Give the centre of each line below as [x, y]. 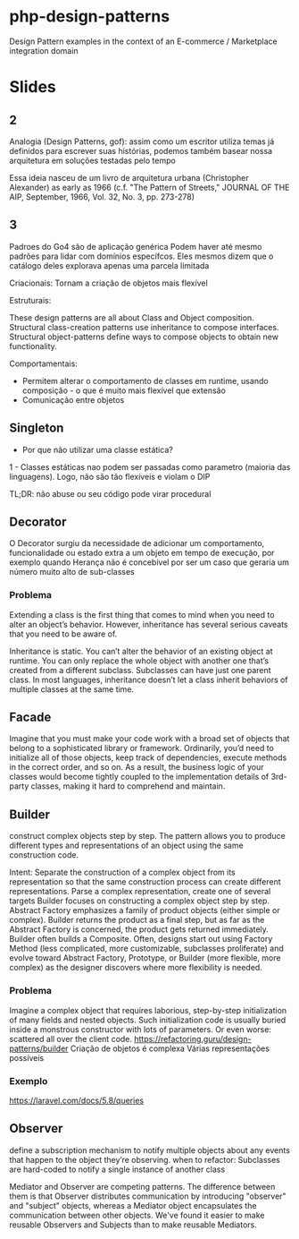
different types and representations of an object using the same [126, 846]
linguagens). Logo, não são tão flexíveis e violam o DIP [110, 476]
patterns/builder [39, 1048]
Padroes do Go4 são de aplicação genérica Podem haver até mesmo [136, 246]
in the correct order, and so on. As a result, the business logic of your [137, 767]
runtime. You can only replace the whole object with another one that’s [139, 661]
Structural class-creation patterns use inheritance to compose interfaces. [144, 327]
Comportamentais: [43, 363]
